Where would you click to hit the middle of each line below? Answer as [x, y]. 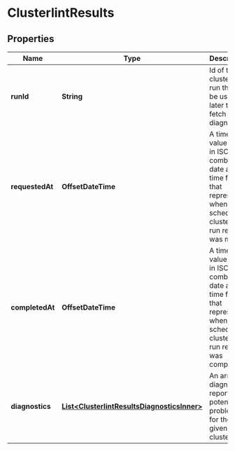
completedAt [33, 307]
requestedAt [32, 187]
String [72, 96]
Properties [31, 39]
